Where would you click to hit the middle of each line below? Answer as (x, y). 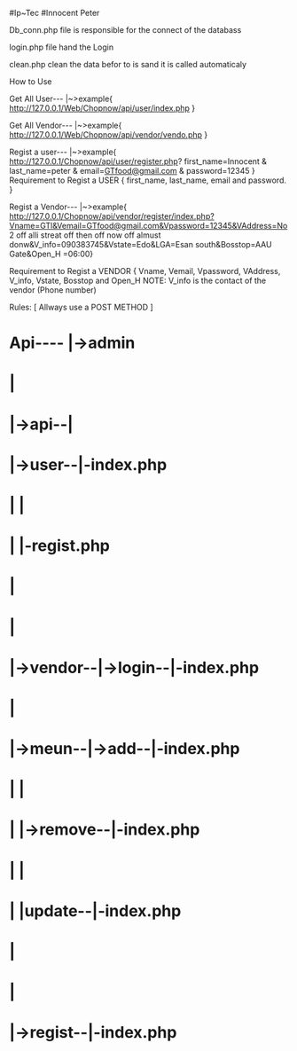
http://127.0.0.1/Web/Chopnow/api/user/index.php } (102, 108)
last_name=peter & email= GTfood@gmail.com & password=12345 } (132, 171)
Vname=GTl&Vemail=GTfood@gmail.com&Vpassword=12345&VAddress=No (148, 226)
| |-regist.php (60, 546)
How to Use (31, 82)
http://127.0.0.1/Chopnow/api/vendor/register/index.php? (112, 216)
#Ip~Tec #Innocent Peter (55, 13)
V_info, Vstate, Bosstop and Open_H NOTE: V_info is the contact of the (138, 280)
